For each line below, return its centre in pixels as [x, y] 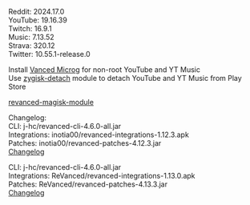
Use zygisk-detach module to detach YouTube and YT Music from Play [125, 78]
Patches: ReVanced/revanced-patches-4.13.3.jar [88, 184]
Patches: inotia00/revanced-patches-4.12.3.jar [85, 143]
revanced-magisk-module [51, 102]
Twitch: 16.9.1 [30, 28]
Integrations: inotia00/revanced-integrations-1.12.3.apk [99, 135]
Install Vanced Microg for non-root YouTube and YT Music [104, 70]
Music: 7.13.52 [31, 37]
